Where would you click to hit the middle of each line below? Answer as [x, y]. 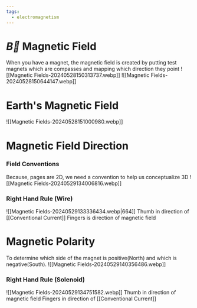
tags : [13, 12]
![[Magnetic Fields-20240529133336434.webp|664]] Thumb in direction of [98, 212]
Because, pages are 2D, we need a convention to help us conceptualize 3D [97, 177]
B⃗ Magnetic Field [51, 46]
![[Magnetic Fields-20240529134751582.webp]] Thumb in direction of [91, 293]
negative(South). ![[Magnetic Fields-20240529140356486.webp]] [86, 264]
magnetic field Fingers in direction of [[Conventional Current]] [81, 299]
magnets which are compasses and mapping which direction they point [93, 69]
